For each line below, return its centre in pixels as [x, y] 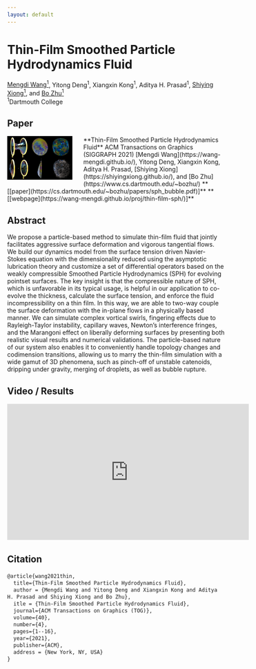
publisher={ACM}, [38, 645]
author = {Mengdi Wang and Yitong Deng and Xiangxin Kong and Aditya [115, 590]
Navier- [195, 252]
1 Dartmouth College [35, 101]
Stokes [17, 259]
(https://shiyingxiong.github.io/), [129, 177]
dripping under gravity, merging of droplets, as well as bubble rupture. [107, 369]
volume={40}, [32, 618]
